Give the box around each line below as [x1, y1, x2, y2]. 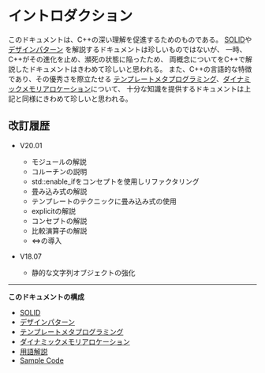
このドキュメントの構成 [8, 292, 84, 301]
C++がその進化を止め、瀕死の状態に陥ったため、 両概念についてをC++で [8, 54, 246, 64]
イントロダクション [8, 7, 133, 25]
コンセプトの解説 [31, 216, 88, 226]
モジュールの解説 [31, 157, 87, 166]
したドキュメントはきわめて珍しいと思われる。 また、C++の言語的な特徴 [14, 64, 252, 73]
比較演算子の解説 [31, 226, 88, 235]
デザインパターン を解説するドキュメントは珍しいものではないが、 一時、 [8, 44, 247, 54]
